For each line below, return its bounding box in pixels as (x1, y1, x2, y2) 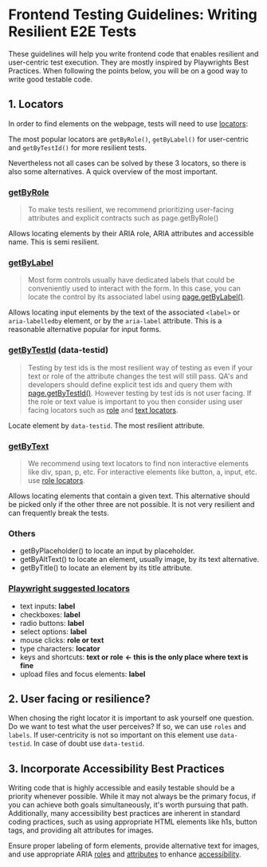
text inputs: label (19, 601, 76, 611)
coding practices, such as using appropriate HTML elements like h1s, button (8, 817, 257, 827)
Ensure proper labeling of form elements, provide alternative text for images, (8, 841, 260, 851)
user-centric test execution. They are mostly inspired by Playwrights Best (8, 57, 249, 67)
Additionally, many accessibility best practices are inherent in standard (8, 809, 241, 818)
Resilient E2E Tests (8, 22, 137, 41)
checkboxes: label (19, 609, 81, 620)
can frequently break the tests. (8, 508, 109, 517)
